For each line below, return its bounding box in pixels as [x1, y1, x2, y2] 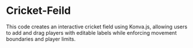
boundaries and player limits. [6, 35, 76, 42]
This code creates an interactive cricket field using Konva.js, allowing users [6, 23, 188, 30]
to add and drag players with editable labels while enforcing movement [6, 29, 177, 36]
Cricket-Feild [6, 4, 71, 17]
